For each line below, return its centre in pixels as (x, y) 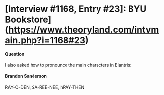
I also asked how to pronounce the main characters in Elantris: (68, 65)
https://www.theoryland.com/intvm (84, 30)
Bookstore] (28, 19)
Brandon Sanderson (26, 76)
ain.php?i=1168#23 (45, 40)
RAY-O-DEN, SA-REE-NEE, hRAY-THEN (45, 87)
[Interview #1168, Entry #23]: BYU (76, 9)
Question (15, 54)
